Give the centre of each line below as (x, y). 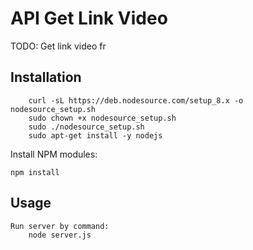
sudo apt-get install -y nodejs (95, 135)
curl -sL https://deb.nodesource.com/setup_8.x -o (136, 100)
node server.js (60, 235)
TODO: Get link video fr (58, 46)
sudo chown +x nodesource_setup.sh (102, 118)
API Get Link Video (89, 18)
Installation (46, 77)
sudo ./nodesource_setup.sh (86, 127)
